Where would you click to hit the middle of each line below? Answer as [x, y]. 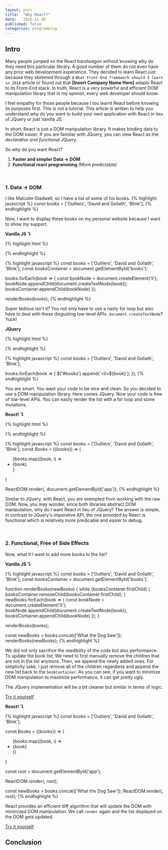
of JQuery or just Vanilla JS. [34, 119]
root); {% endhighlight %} [32, 796]
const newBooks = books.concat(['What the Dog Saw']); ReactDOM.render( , [84, 791]
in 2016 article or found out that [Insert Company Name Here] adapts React [84, 82]
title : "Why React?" [28, 15]
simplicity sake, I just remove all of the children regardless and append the [82, 666]
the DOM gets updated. [29, 817]
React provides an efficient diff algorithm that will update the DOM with [78, 806]
